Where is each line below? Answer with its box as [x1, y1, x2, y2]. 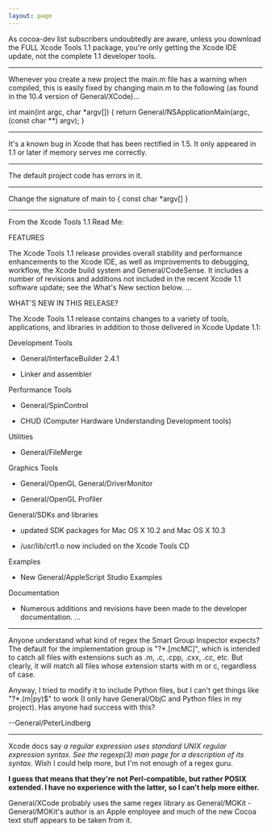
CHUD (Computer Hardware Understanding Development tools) [19, 416, 231, 426]
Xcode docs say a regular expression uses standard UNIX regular [8, 741, 227, 751]
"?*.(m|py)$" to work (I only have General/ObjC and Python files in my [8, 693, 242, 703]
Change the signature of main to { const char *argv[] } [8, 194, 189, 203]
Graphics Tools [8, 463, 59, 473]
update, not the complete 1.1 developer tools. [8, 51, 157, 60]
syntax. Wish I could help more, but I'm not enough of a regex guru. [8, 758, 234, 768]
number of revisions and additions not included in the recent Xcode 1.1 [8, 273, 242, 283]
